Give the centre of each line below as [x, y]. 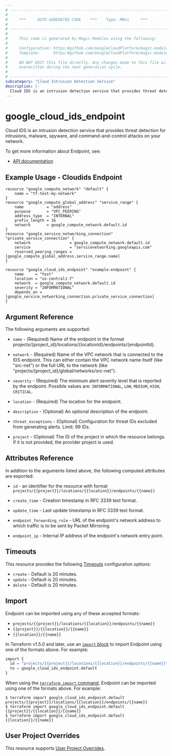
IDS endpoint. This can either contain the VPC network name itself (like [88, 360]
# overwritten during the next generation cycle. [64, 67]
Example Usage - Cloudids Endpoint [64, 177]
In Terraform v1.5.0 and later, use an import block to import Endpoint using [84, 644]
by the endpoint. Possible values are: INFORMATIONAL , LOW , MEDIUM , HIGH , [87, 386]
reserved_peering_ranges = [43, 252]
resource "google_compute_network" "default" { [57, 189]
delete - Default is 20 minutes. [45, 585]
